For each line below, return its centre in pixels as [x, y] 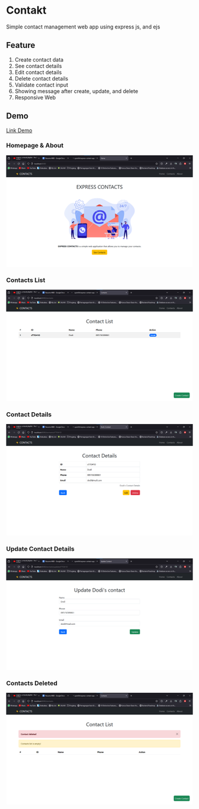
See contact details [38, 66]
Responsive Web [35, 97]
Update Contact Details [41, 548]
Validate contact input [41, 85]
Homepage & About [35, 146]
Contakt [26, 10]
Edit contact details [38, 72]
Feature [21, 45]
